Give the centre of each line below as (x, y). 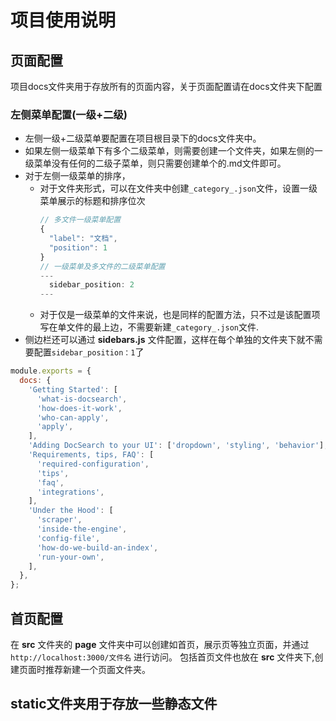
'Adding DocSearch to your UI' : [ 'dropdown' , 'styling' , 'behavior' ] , (178, 446)
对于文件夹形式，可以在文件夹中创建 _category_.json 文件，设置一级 (178, 188)
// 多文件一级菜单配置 (80, 220)
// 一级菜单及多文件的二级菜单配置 (102, 266)
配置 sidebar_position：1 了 (89, 352)
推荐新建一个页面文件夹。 (97, 669)
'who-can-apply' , (73, 417)
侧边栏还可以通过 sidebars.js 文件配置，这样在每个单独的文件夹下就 (165, 340)
